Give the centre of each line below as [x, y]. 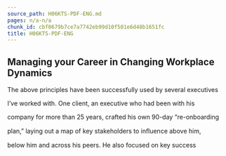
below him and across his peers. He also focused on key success [102, 145]
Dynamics [30, 73]
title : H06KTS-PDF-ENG [40, 33]
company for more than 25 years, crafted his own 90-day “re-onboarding [113, 117]
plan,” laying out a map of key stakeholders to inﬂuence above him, [104, 131]
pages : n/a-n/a [29, 20]
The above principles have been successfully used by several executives [113, 90]
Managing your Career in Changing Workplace [111, 61]
